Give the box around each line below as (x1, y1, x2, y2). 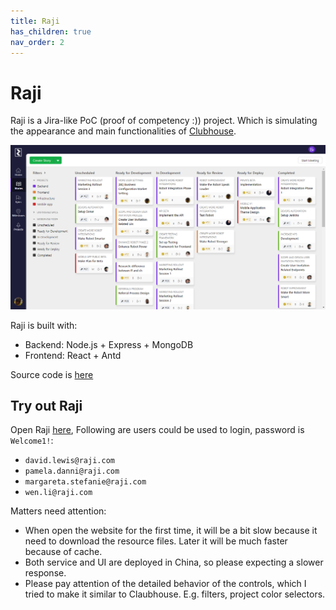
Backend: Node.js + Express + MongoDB (24, 338, 194, 350)
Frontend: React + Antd (24, 349, 122, 361)
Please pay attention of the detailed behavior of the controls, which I (24, 578, 307, 590)
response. (24, 567, 67, 579)
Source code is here (10, 368, 94, 380)
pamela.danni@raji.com (24, 466, 120, 477)
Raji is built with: (10, 319, 78, 331)
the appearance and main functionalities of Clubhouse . (10, 125, 237, 137)
